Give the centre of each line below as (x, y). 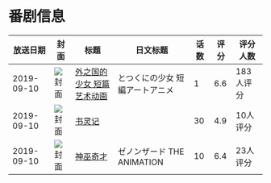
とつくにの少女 (146, 77)
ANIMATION (140, 162)
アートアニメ (150, 89)
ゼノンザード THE (151, 152)
